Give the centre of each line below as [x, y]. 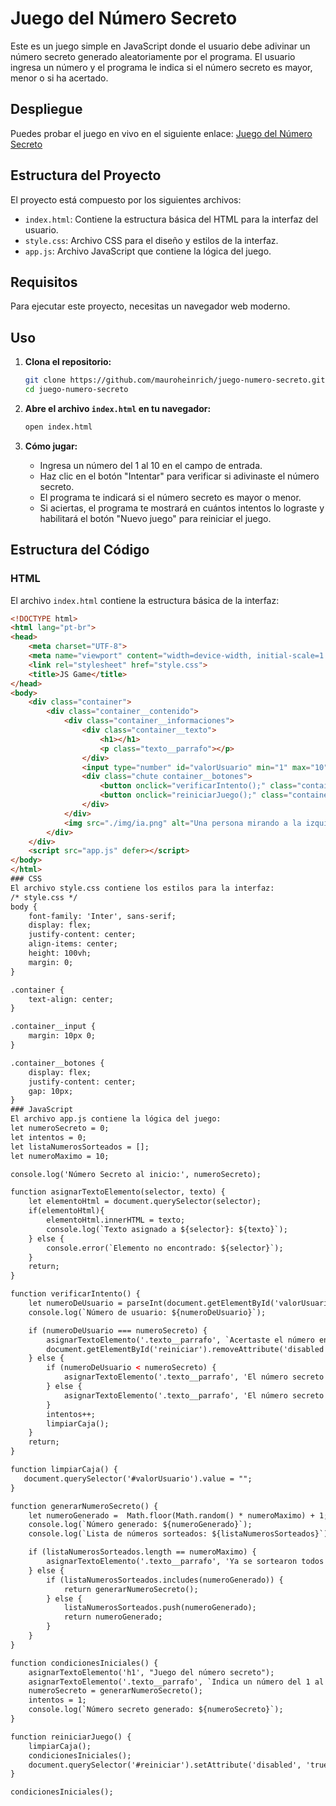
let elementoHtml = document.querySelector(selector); [145, 1202]
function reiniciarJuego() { [71, 1737]
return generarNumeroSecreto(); [131, 1589]
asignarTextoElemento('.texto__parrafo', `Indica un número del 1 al [176, 1682]
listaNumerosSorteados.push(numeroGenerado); [160, 1608]
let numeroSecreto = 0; [60, 1128]
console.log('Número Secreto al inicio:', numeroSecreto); [136, 1174]
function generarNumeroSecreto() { [84, 1506]
